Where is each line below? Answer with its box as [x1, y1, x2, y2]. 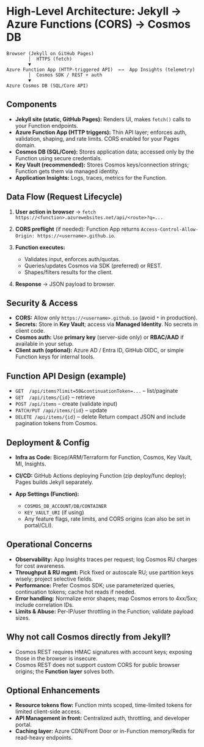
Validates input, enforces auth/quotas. [24, 255, 120, 262]
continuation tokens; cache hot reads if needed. [15, 588, 136, 595]
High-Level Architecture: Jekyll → [6, 4, 182, 18]
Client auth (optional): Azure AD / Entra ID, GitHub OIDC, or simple [15, 347, 184, 354]
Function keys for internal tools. [15, 353, 95, 360]
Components [6, 99, 57, 110]
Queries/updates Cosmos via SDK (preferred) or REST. [24, 262, 162, 269]
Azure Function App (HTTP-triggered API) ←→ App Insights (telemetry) [6, 66, 195, 73]
